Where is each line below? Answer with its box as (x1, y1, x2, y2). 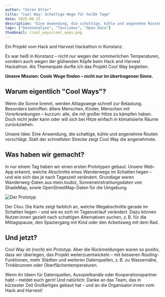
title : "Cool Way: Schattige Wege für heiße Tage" (5, 12, 111, 17)
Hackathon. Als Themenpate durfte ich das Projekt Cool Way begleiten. (5, 64, 149, 69)
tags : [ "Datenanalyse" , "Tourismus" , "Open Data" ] (5, 26, 111, 31)
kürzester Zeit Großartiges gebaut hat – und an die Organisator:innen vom (5, 282, 155, 288)
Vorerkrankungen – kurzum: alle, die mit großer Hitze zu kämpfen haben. (5, 111, 152, 117)
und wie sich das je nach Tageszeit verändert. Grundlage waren (5, 174, 134, 180)
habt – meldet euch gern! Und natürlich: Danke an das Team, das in (5, 277, 141, 283)
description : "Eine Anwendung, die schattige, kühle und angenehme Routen (5, 21, 162, 26)
